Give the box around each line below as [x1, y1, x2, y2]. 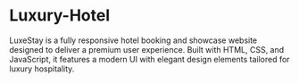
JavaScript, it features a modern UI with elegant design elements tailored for [9, 54, 290, 64]
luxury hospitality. [9, 63, 75, 74]
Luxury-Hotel [9, 5, 110, 26]
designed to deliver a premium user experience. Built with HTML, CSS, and [9, 44, 285, 54]
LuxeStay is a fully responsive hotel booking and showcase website [9, 35, 258, 46]
